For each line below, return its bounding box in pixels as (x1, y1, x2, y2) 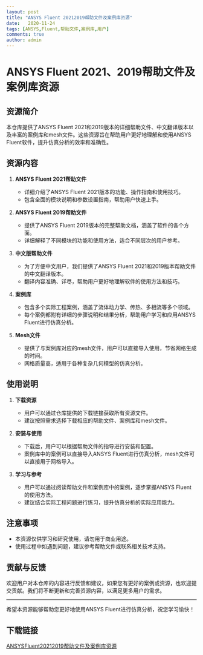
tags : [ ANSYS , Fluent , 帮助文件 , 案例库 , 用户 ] (6, 25, 109, 32)
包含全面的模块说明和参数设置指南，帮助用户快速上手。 (24, 195, 162, 203)
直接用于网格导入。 (29, 457, 77, 465)
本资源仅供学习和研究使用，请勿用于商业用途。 (14, 535, 132, 543)
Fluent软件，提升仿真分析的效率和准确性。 (6, 139, 112, 146)
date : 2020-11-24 (6, 20, 56, 26)
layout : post (6, 8, 39, 15)
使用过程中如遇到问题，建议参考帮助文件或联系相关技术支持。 (14, 543, 169, 550)
